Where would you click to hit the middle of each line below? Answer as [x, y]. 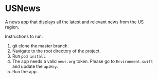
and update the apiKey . [35, 66]
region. [12, 27]
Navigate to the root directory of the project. [56, 51]
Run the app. [25, 71]
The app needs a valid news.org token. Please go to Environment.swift [82, 61]
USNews [23, 8]
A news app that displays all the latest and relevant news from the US [74, 22]
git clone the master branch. [40, 46]
